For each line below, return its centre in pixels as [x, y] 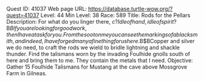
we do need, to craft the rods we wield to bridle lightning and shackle [93, 47]
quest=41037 [23, 15]
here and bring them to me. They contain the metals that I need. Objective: [100, 60]
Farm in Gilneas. [27, 73]
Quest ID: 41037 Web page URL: [47, 9]
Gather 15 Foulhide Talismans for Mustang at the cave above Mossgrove [97, 67]
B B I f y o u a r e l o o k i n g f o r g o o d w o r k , [47, 28]
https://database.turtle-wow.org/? [130, 9]
